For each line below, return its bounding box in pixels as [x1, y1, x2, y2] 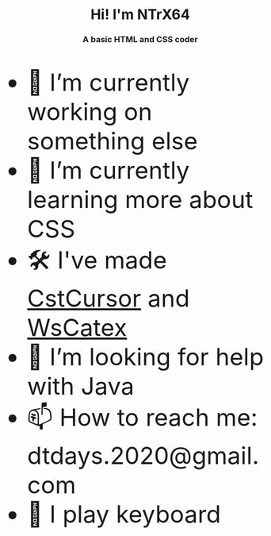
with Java [26, 371, 135, 402]
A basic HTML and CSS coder [82, 34, 199, 45]
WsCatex [26, 312, 128, 343]
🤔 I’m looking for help [26, 341, 265, 372]
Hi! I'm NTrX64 [90, 6, 191, 24]
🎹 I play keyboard [26, 499, 221, 530]
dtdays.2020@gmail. [26, 441, 259, 471]
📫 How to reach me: [26, 403, 258, 433]
